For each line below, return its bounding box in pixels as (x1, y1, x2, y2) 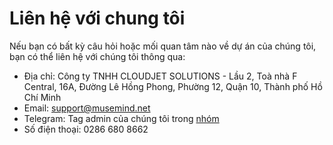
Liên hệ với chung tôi (9, 7, 186, 30)
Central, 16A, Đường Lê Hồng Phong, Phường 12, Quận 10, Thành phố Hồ (23, 80, 323, 92)
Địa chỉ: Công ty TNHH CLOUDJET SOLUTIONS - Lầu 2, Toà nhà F (23, 70, 298, 82)
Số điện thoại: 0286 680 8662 (23, 123, 149, 135)
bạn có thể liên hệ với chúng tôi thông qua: (9, 50, 186, 62)
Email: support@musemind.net (23, 102, 151, 114)
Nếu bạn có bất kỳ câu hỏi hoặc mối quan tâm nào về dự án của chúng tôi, (9, 40, 317, 52)
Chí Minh (23, 91, 62, 103)
